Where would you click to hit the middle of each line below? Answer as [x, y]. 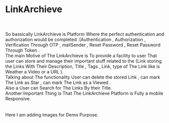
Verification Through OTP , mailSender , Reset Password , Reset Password [83, 45]
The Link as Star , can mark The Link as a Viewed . [58, 83]
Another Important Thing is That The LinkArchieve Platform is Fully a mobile [84, 93]
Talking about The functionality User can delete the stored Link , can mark [83, 77]
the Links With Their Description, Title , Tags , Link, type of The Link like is [83, 66]
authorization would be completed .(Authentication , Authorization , [75, 39]
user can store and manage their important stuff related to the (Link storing [83, 61]
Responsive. [18, 98]
